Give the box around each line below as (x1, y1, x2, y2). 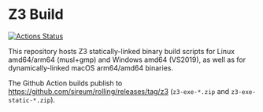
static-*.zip (8, 96, 51, 104)
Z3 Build (8, 5, 65, 23)
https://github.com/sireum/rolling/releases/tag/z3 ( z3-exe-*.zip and (8, 86, 230, 96)
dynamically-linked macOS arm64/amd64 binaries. (8, 63, 173, 72)
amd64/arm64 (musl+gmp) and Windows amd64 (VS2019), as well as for (8, 55, 246, 64)
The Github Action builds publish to (8, 78, 123, 88)
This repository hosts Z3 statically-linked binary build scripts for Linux (8, 46, 235, 56)
